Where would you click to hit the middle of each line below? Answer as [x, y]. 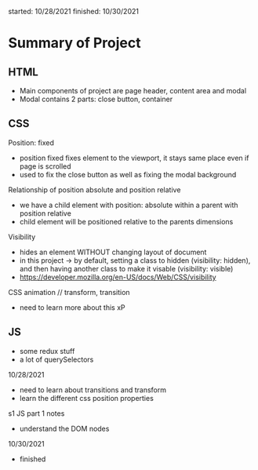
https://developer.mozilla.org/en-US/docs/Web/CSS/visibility [118, 277]
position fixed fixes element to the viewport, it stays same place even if [134, 158]
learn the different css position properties [87, 398]
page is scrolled [45, 166]
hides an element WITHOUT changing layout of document [113, 252]
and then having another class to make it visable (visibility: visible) [126, 268]
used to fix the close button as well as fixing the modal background [128, 174]
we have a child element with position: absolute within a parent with [129, 205]
